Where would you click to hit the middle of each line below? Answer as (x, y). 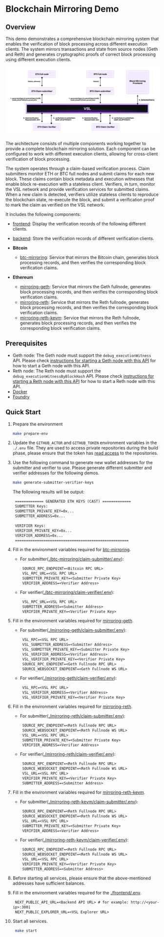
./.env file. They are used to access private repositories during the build (85, 448)
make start (26, 931)
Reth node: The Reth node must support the (57, 371)
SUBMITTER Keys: (31, 507)
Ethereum (23, 277)
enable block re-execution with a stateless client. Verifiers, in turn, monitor (81, 184)
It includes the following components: (43, 214)
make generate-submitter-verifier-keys (53, 483)
